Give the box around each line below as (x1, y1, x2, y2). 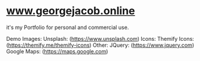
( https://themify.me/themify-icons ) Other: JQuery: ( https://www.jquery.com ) (6, 41, 195, 49)
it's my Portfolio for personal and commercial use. (6, 24, 129, 31)
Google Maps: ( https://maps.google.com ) (6, 47, 108, 54)
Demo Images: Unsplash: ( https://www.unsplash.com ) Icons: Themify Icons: (6, 35, 195, 42)
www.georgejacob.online (6, 4, 135, 18)
